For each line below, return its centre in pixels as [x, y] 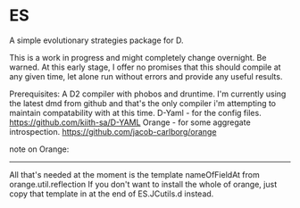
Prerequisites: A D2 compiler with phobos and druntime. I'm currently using [148, 94]
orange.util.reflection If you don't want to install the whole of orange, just [143, 184]
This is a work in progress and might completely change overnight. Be [138, 57]
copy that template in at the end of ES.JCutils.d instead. [112, 194]
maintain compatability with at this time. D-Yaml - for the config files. [135, 112]
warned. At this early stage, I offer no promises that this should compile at [145, 67]
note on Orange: [39, 149]
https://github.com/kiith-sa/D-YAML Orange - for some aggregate [130, 122]
